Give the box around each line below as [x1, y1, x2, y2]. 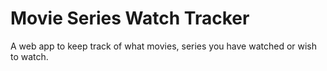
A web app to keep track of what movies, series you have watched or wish [10, 40, 318, 52]
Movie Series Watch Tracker [10, 7, 250, 30]
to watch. [10, 50, 49, 62]
